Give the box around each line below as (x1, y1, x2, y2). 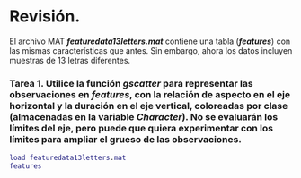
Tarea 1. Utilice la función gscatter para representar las (9, 77, 253, 89)
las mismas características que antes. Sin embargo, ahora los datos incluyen (9, 45, 293, 55)
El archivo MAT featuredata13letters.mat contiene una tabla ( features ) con (9, 36, 291, 47)
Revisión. (9, 6, 81, 27)
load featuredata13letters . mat (9, 154, 127, 163)
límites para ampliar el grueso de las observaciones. (9, 132, 243, 145)
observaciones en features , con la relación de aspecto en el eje (9, 88, 291, 100)
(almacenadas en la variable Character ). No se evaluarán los (9, 110, 279, 123)
